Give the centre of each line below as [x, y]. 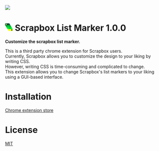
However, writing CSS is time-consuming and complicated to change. [75, 66]
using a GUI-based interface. [34, 77]
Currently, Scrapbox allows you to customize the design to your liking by [78, 56]
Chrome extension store [29, 110]
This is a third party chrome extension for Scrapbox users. [64, 51]
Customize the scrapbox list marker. [43, 42]
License [22, 130]
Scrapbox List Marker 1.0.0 [70, 28]
